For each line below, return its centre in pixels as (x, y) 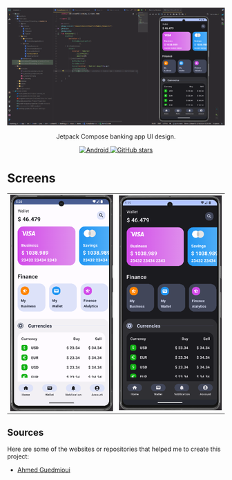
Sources (26, 433)
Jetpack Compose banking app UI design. (116, 136)
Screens (31, 178)
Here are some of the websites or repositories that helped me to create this (114, 449)
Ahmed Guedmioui (43, 470)
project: (18, 456)
